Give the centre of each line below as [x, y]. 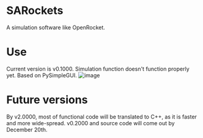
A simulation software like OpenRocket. [56, 27]
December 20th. [27, 129]
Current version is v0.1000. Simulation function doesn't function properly [98, 69]
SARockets [35, 11]
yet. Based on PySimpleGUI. [42, 75]
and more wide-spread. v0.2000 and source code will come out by [91, 123]
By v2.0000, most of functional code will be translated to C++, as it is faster [102, 117]
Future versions [47, 100]
